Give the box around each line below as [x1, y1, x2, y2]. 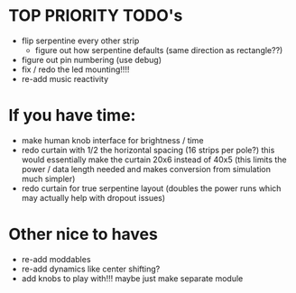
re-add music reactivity [21, 73, 109, 84]
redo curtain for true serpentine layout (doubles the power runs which [21, 182, 282, 194]
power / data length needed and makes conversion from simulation [21, 163, 272, 174]
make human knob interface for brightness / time [21, 134, 204, 145]
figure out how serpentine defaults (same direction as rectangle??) [34, 44, 283, 55]
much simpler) [21, 173, 76, 184]
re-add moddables [21, 253, 91, 264]
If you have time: [8, 105, 136, 126]
